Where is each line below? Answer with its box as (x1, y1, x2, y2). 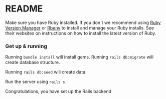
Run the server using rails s (5, 78, 65, 85)
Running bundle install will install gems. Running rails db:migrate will (5, 54, 154, 60)
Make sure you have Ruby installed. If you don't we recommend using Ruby (5, 19, 161, 25)
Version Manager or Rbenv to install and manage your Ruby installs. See (5, 24, 154, 30)
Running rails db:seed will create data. (5, 69, 87, 75)
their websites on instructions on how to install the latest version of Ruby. (5, 30, 156, 36)
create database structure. (5, 59, 60, 65)
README (5, 3, 43, 14)
